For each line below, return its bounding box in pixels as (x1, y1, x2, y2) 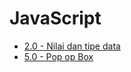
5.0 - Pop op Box (23, 50, 94, 62)
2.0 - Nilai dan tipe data (23, 40, 121, 52)
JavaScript (9, 7, 102, 30)
